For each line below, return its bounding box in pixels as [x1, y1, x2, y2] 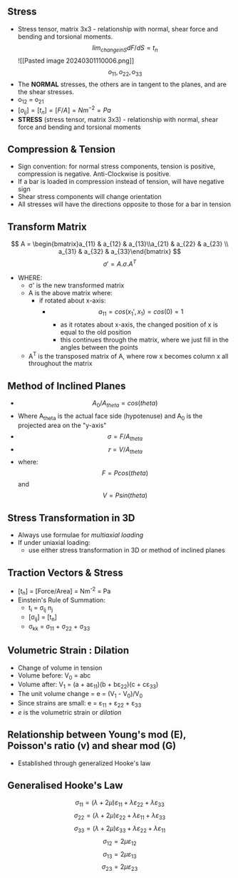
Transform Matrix [7, 220, 87, 233]
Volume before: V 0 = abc [17, 670, 91, 681]
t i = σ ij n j [28, 603, 53, 614]
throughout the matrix [28, 359, 93, 368]
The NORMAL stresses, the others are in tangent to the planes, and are [17, 80, 227, 88]
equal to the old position [60, 327, 132, 336]
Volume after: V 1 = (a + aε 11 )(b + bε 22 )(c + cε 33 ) [17, 680, 159, 690]
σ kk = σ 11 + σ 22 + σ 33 [28, 622, 90, 632]
